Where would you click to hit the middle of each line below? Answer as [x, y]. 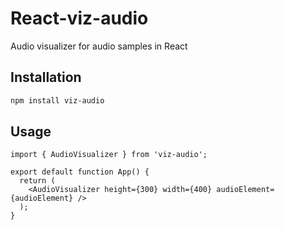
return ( [37, 181]
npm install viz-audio [57, 100]
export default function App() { [80, 172]
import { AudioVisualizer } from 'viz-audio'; [109, 155]
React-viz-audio [79, 18]
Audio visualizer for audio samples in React [99, 46]
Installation [46, 77]
